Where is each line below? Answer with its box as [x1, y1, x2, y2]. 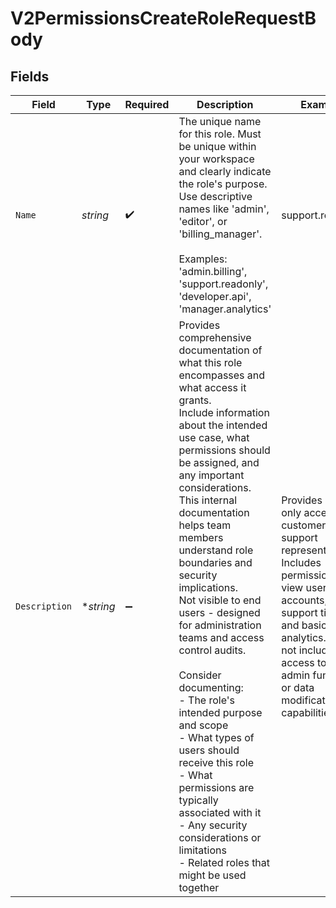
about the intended [178, 418, 268, 432]
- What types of [178, 731, 255, 744]
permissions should [178, 443, 271, 457]
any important [178, 468, 245, 482]
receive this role [178, 756, 255, 769]
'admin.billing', [178, 265, 248, 278]
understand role [178, 543, 254, 557]
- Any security [178, 818, 248, 832]
